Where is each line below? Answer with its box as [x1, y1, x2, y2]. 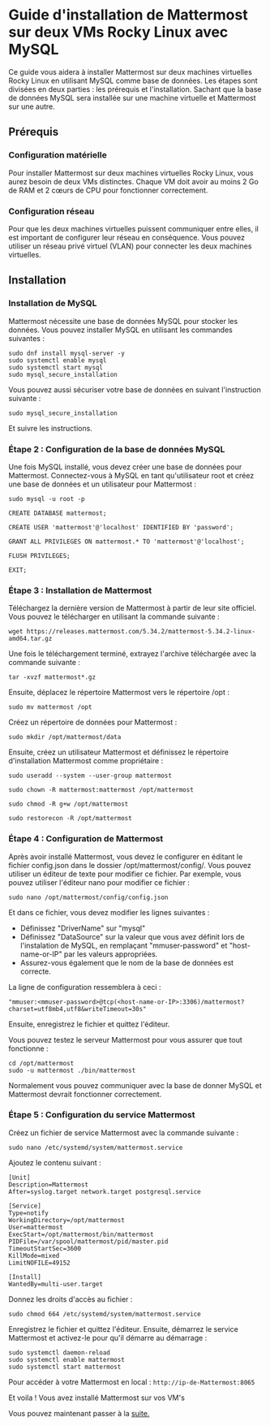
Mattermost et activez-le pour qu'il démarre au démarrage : [8, 1333, 208, 1342]
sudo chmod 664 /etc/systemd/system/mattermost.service [8, 1310, 201, 1318]
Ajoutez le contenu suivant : [8, 1157, 101, 1167]
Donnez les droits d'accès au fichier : [8, 1294, 133, 1304]
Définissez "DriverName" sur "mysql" [19, 923, 146, 933]
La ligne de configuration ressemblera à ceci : [8, 982, 161, 992]
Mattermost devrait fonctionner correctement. [8, 1089, 162, 1099]
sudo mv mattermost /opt [8, 703, 92, 711]
